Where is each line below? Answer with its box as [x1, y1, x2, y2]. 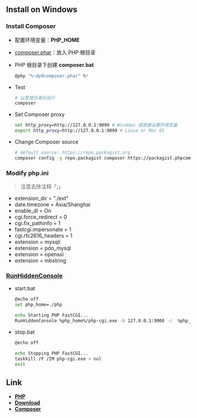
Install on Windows [6, 5, 77, 15]
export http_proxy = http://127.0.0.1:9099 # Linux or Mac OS [14, 128, 165, 134]
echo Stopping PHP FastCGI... [14, 350, 89, 356]
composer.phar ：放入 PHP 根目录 [14, 49, 96, 56]
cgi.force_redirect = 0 [14, 213, 67, 220]
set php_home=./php [14, 302, 63, 308]
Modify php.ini [6, 169, 49, 177]
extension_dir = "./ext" [14, 195, 69, 202]
